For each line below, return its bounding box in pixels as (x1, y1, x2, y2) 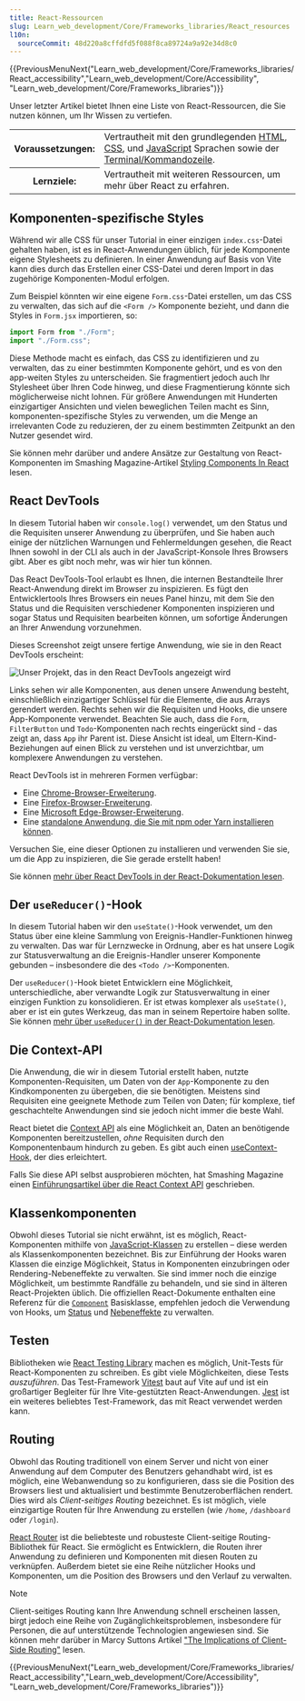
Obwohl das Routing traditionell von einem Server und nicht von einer (9, 1456, 270, 1466)
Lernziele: (33, 175, 77, 187)
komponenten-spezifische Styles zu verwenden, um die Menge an (9, 410, 259, 421)
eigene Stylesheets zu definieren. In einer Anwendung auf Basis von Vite (9, 254, 281, 265)
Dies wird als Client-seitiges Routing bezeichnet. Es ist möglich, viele (9, 1495, 267, 1506)
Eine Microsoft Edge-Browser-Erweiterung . (22, 806, 184, 817)
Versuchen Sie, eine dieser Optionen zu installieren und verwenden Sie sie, (9, 843, 290, 855)
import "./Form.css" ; (9, 335, 92, 345)
